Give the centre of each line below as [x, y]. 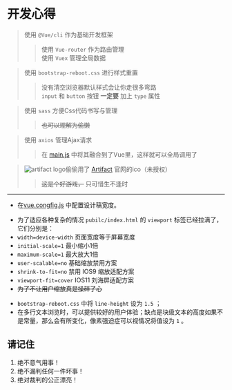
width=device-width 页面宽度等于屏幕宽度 [76, 237]
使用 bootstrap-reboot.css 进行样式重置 [81, 72]
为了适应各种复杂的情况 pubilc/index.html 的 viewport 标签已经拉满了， [120, 220]
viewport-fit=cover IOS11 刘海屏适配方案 [76, 280]
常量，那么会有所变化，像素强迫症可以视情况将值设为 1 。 [105, 320]
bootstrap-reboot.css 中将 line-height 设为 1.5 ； [89, 303]
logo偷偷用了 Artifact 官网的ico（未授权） [112, 169]
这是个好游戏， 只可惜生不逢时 [85, 184]
